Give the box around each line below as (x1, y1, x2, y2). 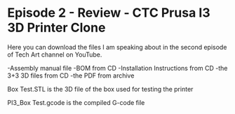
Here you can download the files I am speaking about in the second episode (7, 43, 227, 51)
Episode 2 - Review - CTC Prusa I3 (7, 5, 210, 21)
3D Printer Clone (7, 20, 106, 36)
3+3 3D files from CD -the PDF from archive (7, 71, 135, 80)
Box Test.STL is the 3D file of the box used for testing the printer (7, 85, 194, 93)
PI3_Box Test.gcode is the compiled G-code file (7, 98, 145, 106)
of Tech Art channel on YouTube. (7, 50, 102, 59)
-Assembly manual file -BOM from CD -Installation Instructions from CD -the (7, 64, 228, 72)
